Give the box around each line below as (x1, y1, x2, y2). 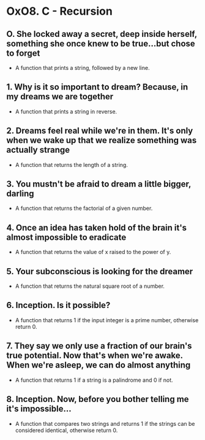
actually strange (6, 145, 70, 155)
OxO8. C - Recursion (6, 4, 113, 18)
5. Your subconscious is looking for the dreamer (6, 266, 193, 277)
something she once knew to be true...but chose (6, 38, 196, 48)
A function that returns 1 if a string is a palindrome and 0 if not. (15, 376, 173, 384)
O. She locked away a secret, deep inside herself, (6, 29, 198, 39)
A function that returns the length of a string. (15, 161, 129, 168)
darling (6, 188, 35, 199)
